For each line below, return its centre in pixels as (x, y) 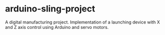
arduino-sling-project (50, 9)
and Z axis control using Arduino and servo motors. (57, 27)
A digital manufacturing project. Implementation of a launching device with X (82, 22)
